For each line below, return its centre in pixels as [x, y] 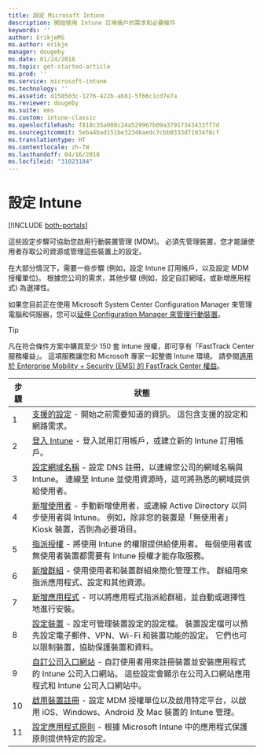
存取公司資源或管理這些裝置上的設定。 [84, 252]
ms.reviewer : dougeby [44, 103]
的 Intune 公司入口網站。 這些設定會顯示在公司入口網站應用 [141, 674]
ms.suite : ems [31, 111]
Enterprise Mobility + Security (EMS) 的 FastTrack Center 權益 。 [120, 366]
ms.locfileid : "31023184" [50, 162]
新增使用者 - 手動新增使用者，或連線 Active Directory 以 [136, 506]
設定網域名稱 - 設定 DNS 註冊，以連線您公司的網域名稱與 [137, 467]
